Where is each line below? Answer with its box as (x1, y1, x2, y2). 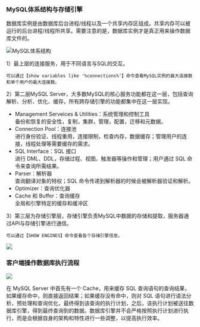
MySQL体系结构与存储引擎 (6, 5, 83, 13)
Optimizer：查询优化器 (14, 185, 70, 192)
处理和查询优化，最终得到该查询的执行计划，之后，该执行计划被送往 (21, 299, 189, 307)
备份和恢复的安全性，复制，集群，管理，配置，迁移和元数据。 (14, 118, 167, 125)
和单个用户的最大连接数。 (6, 79, 60, 86)
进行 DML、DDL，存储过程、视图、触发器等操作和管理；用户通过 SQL (14, 155, 186, 162)
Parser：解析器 (14, 170, 52, 177)
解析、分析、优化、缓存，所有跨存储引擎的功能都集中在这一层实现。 (6, 98, 173, 105)
